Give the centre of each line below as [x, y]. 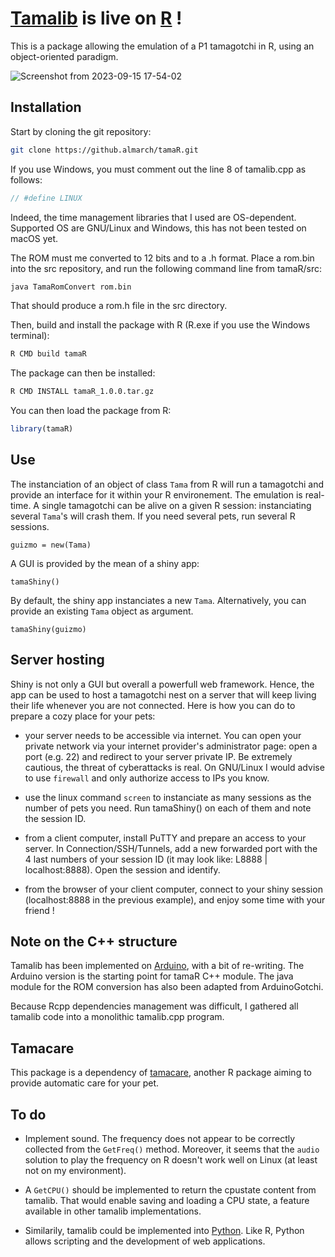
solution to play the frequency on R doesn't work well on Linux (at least [171, 1160]
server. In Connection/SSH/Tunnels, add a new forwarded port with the [171, 848]
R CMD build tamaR [48, 354]
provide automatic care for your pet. [85, 1083]
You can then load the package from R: [91, 411]
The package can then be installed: [83, 373]
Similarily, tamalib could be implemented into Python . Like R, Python [164, 1231]
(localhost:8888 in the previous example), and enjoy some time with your [175, 899]
